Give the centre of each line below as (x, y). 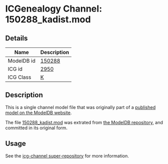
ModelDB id (22, 61)
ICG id (15, 69)
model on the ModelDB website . (39, 113)
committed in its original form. (36, 128)
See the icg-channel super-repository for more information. (67, 156)
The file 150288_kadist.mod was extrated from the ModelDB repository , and (84, 122)
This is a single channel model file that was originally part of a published (80, 107)
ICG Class (19, 77)
